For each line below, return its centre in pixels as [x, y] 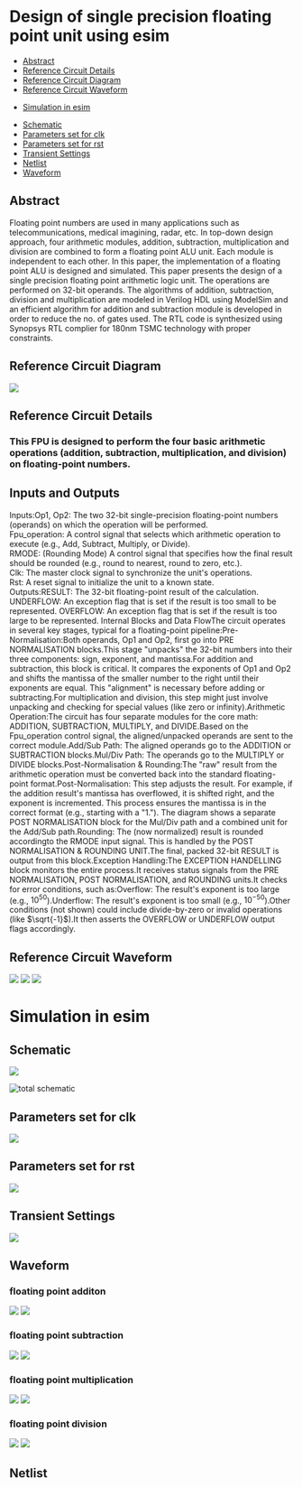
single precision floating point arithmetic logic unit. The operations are [140, 280]
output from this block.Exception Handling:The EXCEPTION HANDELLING [146, 860]
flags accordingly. [43, 929]
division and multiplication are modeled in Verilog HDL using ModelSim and [149, 299]
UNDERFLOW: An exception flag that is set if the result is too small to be [143, 601]
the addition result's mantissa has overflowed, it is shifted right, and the [142, 793]
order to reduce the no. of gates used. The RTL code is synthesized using [146, 319]
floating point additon [58, 1291]
